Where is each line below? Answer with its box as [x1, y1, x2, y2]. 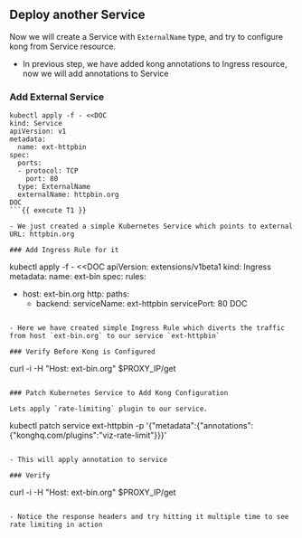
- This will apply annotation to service [9, 456, 168, 465]
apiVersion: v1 [9, 127, 67, 137]
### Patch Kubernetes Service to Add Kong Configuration [9, 389, 229, 398]
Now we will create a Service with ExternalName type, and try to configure [9, 31, 284, 42]
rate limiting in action [9, 520, 103, 530]
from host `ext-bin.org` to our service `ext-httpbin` [9, 332, 221, 341]
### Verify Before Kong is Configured [9, 347, 156, 356]
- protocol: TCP [17, 166, 79, 175]
